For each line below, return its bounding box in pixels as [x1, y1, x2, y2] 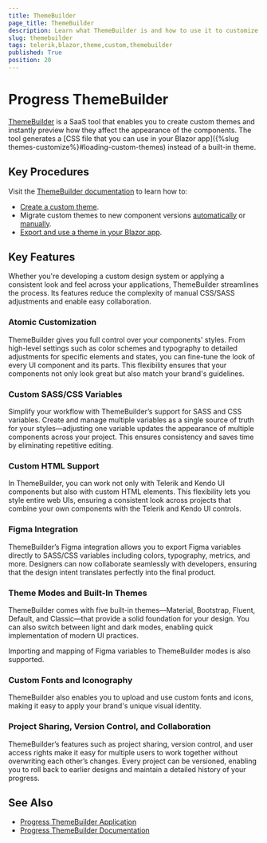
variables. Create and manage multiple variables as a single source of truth [8, 415, 255, 425]
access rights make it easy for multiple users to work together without [8, 747, 238, 757]
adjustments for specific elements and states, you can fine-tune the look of [8, 351, 256, 361]
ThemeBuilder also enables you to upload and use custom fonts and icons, [8, 692, 253, 702]
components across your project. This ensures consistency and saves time [8, 432, 254, 442]
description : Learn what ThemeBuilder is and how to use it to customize [8, 26, 259, 34]
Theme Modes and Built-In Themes [8, 587, 147, 598]
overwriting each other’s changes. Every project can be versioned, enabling [8, 756, 257, 766]
